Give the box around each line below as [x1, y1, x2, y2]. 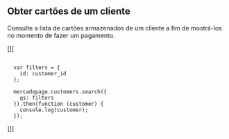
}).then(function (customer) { [13, 100, 104, 107]
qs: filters [19, 94, 54, 101]
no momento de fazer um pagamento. [7, 31, 116, 39]
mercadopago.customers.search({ [13, 88, 108, 95]
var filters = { [13, 64, 60, 71]
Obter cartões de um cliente [7, 6, 130, 17]
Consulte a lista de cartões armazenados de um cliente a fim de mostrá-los [7, 24, 222, 32]
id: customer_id [19, 70, 67, 77]
